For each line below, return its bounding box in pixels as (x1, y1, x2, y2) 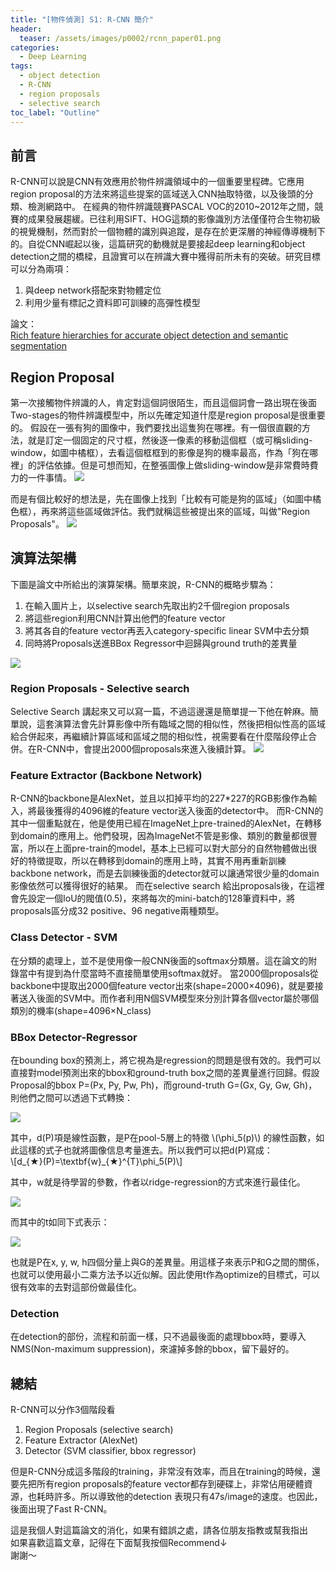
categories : (10, 42, 60, 53)
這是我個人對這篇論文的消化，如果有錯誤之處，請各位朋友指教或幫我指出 (10, 1524, 308, 1536)
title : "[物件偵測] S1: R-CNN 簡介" (10, 14, 154, 25)
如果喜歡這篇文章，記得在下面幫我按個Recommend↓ (10, 1537, 228, 1549)
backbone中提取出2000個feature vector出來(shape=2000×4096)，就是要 (10, 979, 315, 991)
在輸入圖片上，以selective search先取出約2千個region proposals (24, 599, 290, 611)
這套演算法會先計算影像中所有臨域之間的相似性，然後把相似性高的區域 (36, 718, 326, 730)
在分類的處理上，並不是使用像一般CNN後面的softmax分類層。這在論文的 (10, 954, 309, 966)
